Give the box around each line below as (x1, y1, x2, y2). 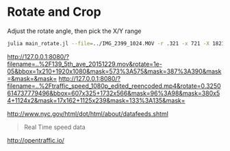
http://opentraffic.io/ (7, 136, 65, 144)
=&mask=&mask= (7, 74, 57, 82)
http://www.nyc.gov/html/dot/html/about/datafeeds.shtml (7, 109, 169, 117)
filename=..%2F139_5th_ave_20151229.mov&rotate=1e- (7, 60, 162, 68)
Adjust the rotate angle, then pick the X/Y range (7, 27, 142, 35)
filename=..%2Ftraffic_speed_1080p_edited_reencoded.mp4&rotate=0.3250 (7, 82, 221, 90)
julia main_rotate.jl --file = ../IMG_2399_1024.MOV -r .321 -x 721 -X (7, 40, 210, 47)
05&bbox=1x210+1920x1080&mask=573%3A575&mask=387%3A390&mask (7, 67, 222, 75)
